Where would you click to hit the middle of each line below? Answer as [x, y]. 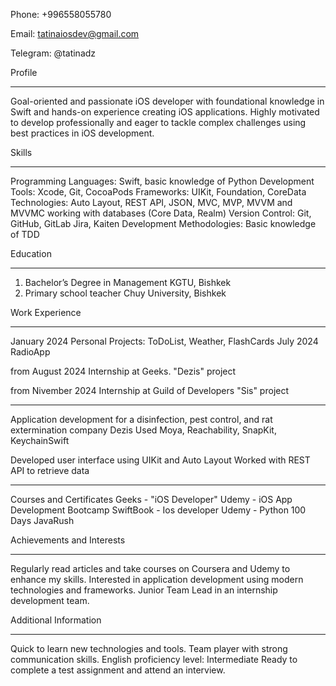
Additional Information [56, 620]
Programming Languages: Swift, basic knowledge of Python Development [162, 181]
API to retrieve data [50, 470]
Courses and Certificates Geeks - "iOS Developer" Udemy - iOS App [151, 499]
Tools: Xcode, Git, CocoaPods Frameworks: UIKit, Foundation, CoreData [158, 192]
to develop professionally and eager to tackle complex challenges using [158, 122]
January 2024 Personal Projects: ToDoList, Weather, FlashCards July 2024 [164, 341]
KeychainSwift [40, 440]
